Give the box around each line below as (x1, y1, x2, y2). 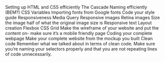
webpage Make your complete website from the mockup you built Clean (5, 35, 153, 41)
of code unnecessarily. (5, 51, 52, 57)
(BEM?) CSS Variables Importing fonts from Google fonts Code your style (5, 9, 155, 15)
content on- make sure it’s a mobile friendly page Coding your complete (5, 31, 153, 36)
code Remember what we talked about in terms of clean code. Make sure (5, 41, 156, 46)
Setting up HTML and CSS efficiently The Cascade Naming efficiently (5, 4, 148, 10)
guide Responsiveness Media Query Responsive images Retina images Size (5, 15, 160, 20)
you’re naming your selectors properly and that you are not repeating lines (5, 46, 158, 52)
